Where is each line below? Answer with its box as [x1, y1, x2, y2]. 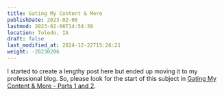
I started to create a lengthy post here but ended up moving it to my [7, 67, 198, 75]
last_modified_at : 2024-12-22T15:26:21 [7, 42, 121, 49]
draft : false [7, 36, 45, 43]
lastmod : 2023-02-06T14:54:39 [7, 23, 94, 29]
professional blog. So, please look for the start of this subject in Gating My [7, 74, 217, 82]
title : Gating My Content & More [7, 10, 103, 17]
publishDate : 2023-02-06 [7, 16, 78, 23]
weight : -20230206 [7, 49, 60, 56]
